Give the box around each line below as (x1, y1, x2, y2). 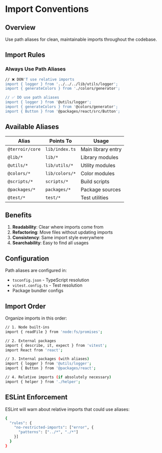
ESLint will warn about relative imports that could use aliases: (5, 406, 130, 412)
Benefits (5, 211, 32, 219)
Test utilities (81, 194, 109, 201)
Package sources (81, 186, 121, 193)
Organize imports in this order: (5, 315, 68, 321)
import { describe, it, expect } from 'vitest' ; (5, 343, 107, 348)
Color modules (81, 170, 115, 177)
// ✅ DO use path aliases (5, 95, 59, 100)
